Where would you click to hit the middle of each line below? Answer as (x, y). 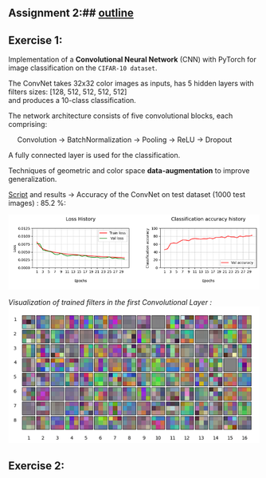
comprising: (28, 124)
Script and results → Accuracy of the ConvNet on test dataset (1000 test (127, 195)
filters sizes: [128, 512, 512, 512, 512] (68, 92)
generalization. (33, 180)
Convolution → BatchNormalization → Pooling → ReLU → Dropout (125, 140)
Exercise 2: (37, 466)
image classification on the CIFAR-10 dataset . (83, 68)
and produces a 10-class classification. (72, 101)
